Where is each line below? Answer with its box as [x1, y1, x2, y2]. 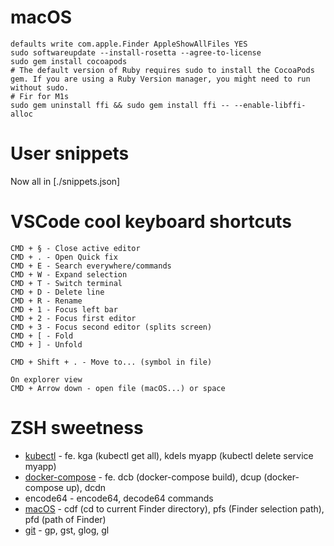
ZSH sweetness [10, 417, 144, 439]
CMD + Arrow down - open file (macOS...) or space [10, 383, 226, 393]
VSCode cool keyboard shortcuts [10, 211, 293, 233]
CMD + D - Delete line [10, 287, 105, 297]
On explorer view [10, 374, 83, 385]
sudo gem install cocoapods [10, 56, 128, 66]
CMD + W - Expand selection [10, 269, 128, 280]
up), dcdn [65, 481, 107, 493]
